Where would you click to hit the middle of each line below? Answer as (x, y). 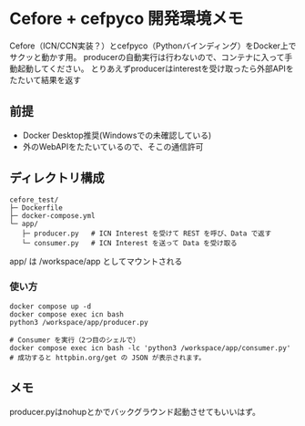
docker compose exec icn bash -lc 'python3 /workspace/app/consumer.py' (150, 348)
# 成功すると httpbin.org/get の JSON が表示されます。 (108, 358)
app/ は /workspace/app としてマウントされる (96, 261)
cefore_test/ (34, 200)
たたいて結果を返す (46, 79)
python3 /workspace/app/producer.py (79, 322)
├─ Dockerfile (36, 208)
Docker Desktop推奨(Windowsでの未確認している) (117, 135)
